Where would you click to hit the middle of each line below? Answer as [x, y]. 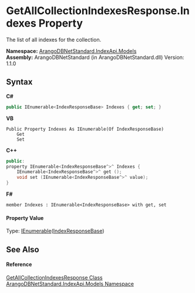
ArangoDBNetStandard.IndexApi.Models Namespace [70, 284]
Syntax [19, 82]
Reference [19, 264]
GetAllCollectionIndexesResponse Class [54, 277]
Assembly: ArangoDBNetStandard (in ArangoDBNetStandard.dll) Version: [95, 57]
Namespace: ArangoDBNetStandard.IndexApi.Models [71, 51]
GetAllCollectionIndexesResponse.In [98, 11]
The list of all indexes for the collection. [54, 39]
